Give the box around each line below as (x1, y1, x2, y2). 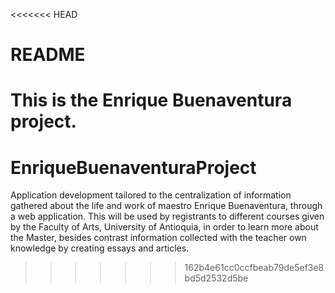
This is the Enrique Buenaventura (10, 89, 293, 112)
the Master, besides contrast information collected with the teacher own (10, 232, 307, 244)
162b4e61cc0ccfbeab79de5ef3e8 (184, 262, 325, 274)
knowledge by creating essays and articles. (10, 242, 190, 254)
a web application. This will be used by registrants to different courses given (10, 210, 325, 223)
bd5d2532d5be (184, 272, 249, 284)
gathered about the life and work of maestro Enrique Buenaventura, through (10, 200, 323, 212)
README (10, 44, 86, 66)
